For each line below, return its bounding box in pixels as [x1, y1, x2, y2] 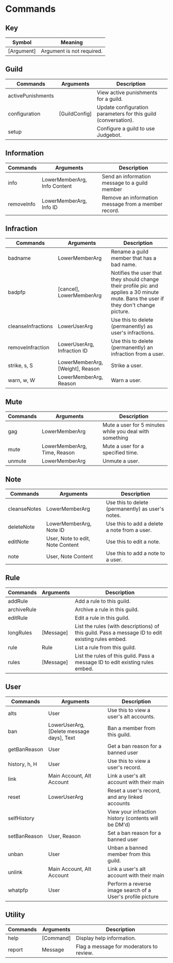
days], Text [48, 734, 76, 741]
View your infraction [107, 808, 157, 815]
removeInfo [8, 200, 36, 207]
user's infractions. [111, 329, 155, 336]
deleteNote [8, 523, 35, 530]
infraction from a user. [111, 350, 165, 358]
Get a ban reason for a [107, 742, 162, 750]
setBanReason [8, 832, 43, 840]
